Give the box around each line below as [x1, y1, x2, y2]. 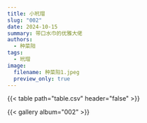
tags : [7, 50, 23, 57]
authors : [7, 36, 33, 43]
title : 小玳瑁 [7, 10, 45, 17]
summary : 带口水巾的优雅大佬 [7, 29, 83, 37]
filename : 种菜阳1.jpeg [13, 68, 80, 75]
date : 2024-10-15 [7, 23, 58, 30]
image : [7, 62, 27, 69]
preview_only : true [13, 75, 71, 82]
